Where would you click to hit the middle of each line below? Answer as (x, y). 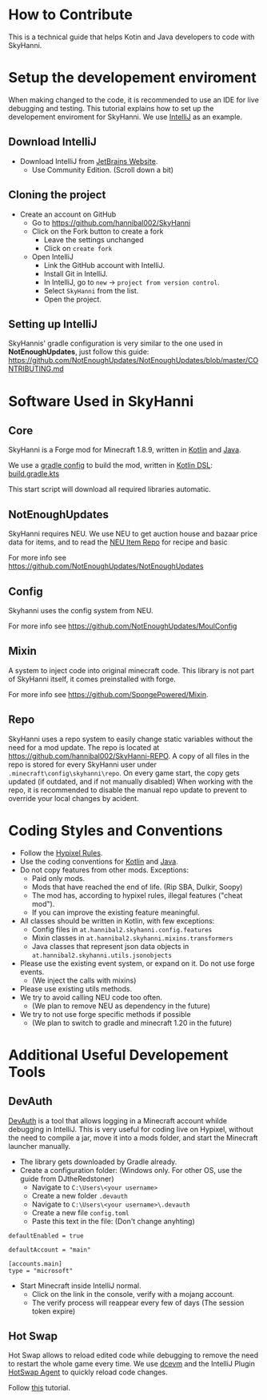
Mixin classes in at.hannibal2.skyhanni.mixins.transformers (132, 938)
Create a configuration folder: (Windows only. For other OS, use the (131, 1170)
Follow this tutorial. (39, 1388)
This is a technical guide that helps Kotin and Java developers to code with (132, 37)
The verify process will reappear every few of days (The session (138, 1302)
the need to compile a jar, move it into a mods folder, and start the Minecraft (133, 1138)
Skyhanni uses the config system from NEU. (81, 610)
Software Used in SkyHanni (101, 401)
